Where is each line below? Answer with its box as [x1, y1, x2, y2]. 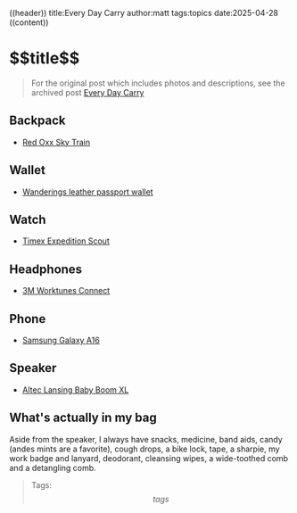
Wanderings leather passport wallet [21, 186, 153, 197]
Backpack [9, 113, 66, 128]
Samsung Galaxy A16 [21, 335, 100, 345]
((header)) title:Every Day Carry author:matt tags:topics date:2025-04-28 [9, 8, 279, 18]
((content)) [9, 17, 49, 28]
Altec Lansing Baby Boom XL [21, 384, 129, 395]
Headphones [9, 261, 83, 277]
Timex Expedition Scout [21, 236, 110, 246]
